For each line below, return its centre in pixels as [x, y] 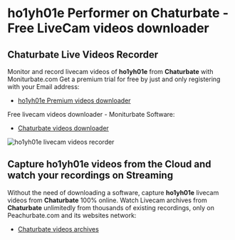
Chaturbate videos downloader [63, 128]
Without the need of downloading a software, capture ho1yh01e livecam [113, 192]
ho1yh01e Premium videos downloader [74, 100]
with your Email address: [43, 87]
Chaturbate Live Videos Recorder [83, 54]
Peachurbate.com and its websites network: [72, 215]
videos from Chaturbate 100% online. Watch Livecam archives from [108, 200]
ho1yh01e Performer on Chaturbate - [118, 13]
